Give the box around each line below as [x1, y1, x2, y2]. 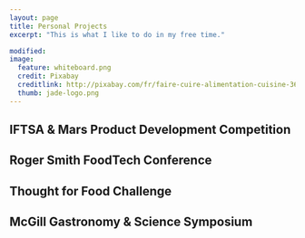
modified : [9, 46, 47, 55]
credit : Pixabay [17, 71, 79, 81]
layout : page [9, 13, 59, 23]
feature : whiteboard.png [17, 63, 112, 72]
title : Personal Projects [9, 22, 107, 31]
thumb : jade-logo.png [17, 88, 100, 98]
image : [9, 55, 34, 64]
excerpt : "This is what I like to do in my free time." [9, 30, 225, 39]
